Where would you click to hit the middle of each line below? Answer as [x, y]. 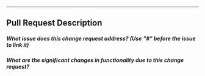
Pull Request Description [54, 23]
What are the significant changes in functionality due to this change [95, 60]
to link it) [18, 45]
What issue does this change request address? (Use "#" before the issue [101, 38]
